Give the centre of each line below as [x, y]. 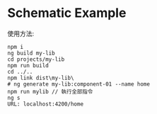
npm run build [28, 65]
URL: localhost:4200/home [45, 104]
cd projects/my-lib [36, 59]
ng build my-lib [31, 53]
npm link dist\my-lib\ [41, 78]
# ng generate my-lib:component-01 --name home [79, 84]
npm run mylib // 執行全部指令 [50, 91]
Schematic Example [67, 13]
